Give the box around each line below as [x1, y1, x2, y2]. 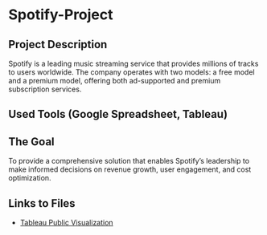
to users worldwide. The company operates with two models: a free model [8, 67, 255, 77]
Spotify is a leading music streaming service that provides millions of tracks [8, 59, 259, 68]
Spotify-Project [8, 6, 114, 24]
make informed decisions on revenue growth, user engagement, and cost [8, 164, 252, 174]
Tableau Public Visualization [19, 218, 114, 228]
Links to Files [8, 197, 76, 210]
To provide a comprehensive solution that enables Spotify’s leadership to [8, 156, 250, 166]
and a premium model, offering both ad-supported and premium [8, 76, 221, 85]
